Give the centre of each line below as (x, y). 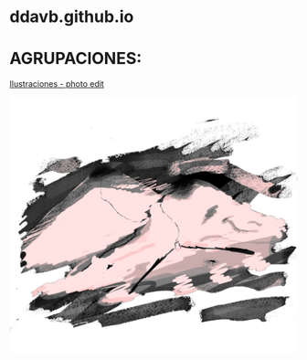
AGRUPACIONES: (76, 59)
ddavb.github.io (72, 17)
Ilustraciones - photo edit (57, 84)
